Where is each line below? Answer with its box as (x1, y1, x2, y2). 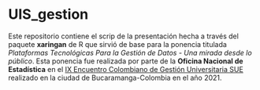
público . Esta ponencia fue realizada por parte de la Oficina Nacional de (8, 56, 243, 66)
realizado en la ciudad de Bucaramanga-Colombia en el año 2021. (8, 73, 222, 82)
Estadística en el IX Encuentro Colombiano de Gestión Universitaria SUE (8, 64, 244, 74)
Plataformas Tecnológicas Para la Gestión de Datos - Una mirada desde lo (8, 48, 252, 57)
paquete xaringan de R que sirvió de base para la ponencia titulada (8, 39, 227, 49)
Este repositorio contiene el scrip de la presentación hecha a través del (8, 31, 239, 41)
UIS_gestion (8, 5, 89, 23)
